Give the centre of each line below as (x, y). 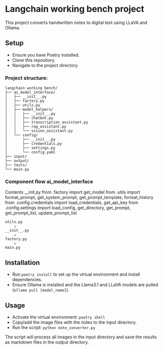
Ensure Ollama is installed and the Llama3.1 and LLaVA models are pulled (85, 285)
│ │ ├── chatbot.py (29, 118)
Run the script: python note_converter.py (54, 327)
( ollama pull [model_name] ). (41, 290)
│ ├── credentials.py (34, 144)
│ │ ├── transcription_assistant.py (47, 122)
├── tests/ (16, 165)
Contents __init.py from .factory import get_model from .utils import (73, 192)
